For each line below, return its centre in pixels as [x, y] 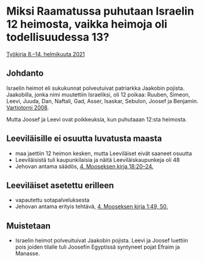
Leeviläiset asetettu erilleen [60, 185]
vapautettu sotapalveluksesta [52, 200]
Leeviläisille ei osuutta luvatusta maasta [84, 139]
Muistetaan [28, 226]
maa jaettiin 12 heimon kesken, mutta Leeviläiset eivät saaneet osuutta [104, 153]
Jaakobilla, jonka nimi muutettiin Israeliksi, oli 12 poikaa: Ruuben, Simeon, [98, 94]
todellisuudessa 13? [58, 37]
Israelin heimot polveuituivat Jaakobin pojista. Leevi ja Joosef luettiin [101, 241]
